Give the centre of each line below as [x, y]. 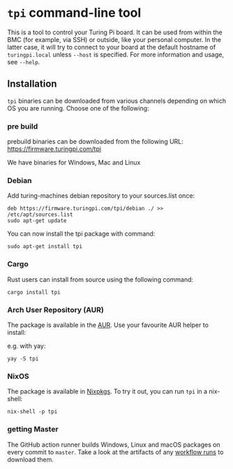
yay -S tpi [23, 359]
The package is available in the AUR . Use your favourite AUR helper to [108, 325]
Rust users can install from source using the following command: [100, 279]
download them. [31, 459]
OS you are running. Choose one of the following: [78, 108]
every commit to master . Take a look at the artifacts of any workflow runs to [115, 452]
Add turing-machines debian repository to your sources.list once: [101, 196]
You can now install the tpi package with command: [81, 234]
